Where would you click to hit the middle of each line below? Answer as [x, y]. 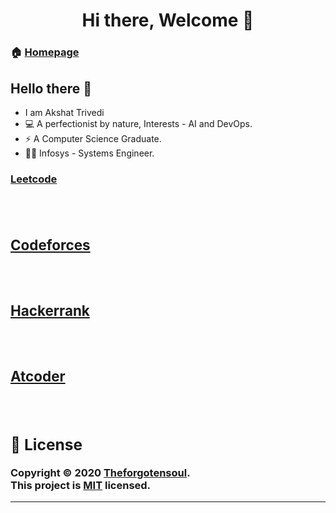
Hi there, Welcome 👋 [168, 20]
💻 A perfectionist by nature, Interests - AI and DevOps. [138, 123]
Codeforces [50, 245]
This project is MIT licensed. [81, 485]
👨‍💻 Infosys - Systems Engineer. [89, 153]
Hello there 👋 [51, 88]
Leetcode [34, 179]
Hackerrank [50, 310]
